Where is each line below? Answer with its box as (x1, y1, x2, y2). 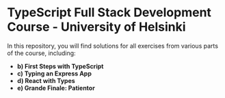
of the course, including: (7, 49, 77, 57)
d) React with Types (16, 76, 75, 84)
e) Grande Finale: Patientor (16, 84, 96, 92)
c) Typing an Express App (16, 69, 92, 78)
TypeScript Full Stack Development (7, 5, 212, 20)
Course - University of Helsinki (7, 19, 186, 35)
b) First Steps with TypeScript (16, 62, 104, 70)
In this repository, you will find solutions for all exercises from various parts (7, 42, 219, 50)
